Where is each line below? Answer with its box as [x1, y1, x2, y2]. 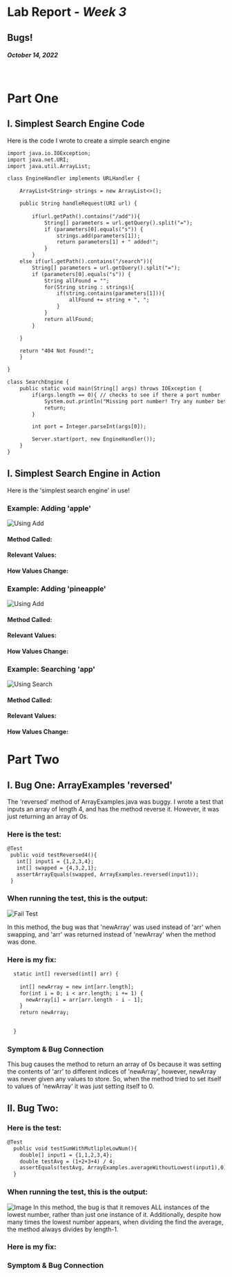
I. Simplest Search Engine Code [7, 118, 145, 130]
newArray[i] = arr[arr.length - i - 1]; [25, 996, 144, 1003]
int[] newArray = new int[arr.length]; [19, 983, 135, 990]
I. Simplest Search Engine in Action [7, 468, 161, 479]
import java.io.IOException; [7, 149, 91, 156]
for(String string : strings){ [43, 284, 135, 291]
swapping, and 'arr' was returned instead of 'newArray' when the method [7, 930, 216, 938]
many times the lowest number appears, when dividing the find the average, [7, 1218, 224, 1226]
